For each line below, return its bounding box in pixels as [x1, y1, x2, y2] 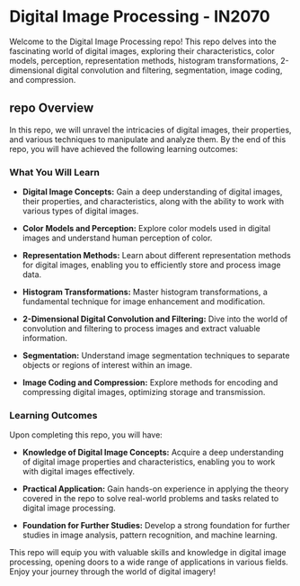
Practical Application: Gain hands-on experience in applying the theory [22, 483, 289, 494]
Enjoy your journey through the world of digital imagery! [9, 566, 216, 577]
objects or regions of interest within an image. [22, 360, 193, 371]
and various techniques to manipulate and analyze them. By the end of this [9, 133, 287, 145]
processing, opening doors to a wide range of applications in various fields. [9, 556, 289, 568]
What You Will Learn [9, 166, 101, 178]
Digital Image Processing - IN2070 [9, 6, 271, 27]
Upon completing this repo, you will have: [9, 429, 163, 440]
